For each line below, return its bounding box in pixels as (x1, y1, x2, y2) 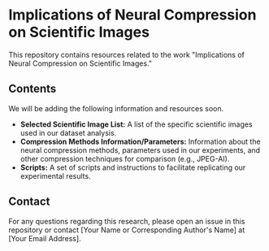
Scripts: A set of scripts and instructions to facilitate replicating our (20, 162, 246, 172)
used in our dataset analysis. (20, 128, 117, 137)
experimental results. (20, 171, 91, 180)
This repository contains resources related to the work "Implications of (8, 50, 245, 59)
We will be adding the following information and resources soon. (8, 103, 224, 113)
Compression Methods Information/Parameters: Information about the (20, 136, 262, 146)
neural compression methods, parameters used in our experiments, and (20, 145, 261, 155)
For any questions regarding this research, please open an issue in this (8, 216, 245, 226)
